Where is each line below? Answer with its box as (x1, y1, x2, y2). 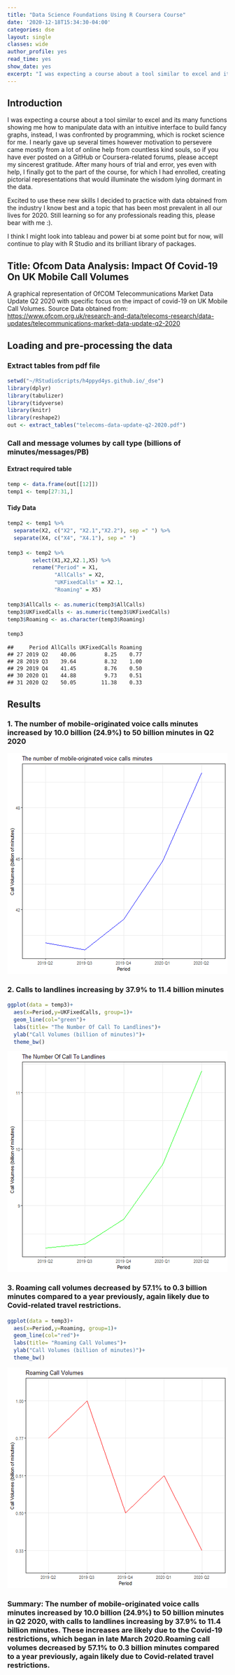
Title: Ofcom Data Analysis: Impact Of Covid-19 (7, 260, 218, 272)
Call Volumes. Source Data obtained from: (7, 305, 128, 313)
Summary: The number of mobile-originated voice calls (7, 1599, 199, 1608)
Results (7, 698, 41, 710)
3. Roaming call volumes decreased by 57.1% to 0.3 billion (7, 1283, 208, 1293)
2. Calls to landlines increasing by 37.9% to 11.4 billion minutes (7, 984, 225, 994)
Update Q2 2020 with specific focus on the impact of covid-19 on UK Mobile (7, 297, 228, 305)
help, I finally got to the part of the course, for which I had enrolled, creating (7, 168, 226, 177)
